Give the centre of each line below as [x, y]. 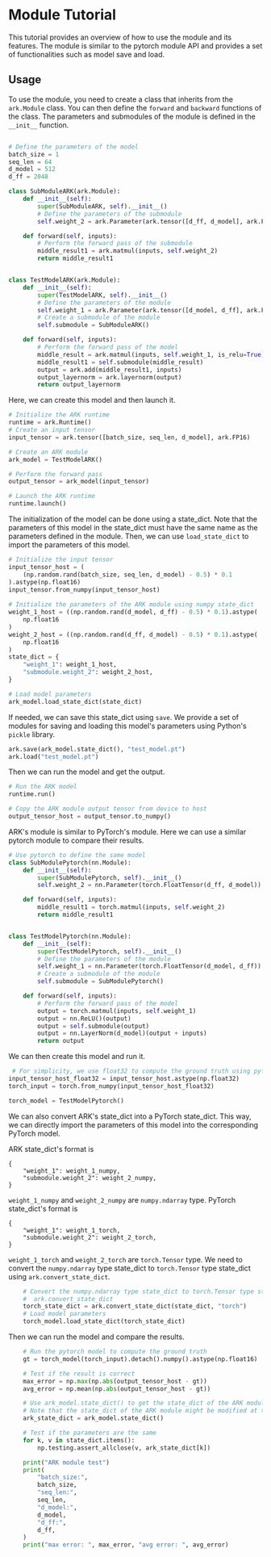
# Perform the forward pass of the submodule [115, 244]
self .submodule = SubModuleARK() [94, 325]
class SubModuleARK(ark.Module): [65, 191]
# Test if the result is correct [79, 1374]
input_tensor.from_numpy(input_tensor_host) [84, 590]
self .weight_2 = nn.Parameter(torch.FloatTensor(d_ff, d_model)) [150, 885]
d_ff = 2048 [28, 177]
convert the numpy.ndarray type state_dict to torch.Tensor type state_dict [130, 1268]
